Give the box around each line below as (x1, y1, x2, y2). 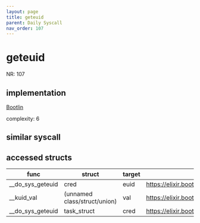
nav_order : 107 (6, 25, 44, 32)
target (123, 170, 141, 178)
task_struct (64, 207, 95, 215)
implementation (6, 87, 67, 98)
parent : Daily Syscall (6, 20, 62, 26)
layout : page (6, 8, 39, 15)
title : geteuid (6, 14, 44, 20)
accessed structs (6, 152, 73, 162)
